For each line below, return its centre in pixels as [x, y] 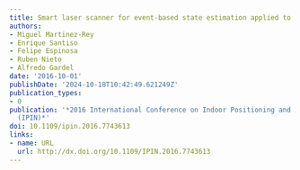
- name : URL [31, 143]
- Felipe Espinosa [44, 51]
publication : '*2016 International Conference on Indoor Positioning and [150, 110]
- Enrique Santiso [44, 43]
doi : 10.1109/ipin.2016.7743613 [70, 127]
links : [22, 135]
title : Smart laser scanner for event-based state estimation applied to [150, 18]
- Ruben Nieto [36, 59]
